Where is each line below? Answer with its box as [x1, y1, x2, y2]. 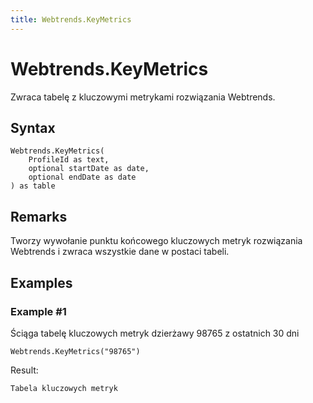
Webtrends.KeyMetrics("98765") [10, 346, 141, 356]
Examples [10, 274, 73, 291]
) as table [10, 181, 56, 191]
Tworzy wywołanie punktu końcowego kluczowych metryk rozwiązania [10, 235, 303, 247]
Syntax [10, 119, 56, 136]
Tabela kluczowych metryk [10, 383, 118, 393]
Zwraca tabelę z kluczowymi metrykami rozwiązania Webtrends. [10, 91, 276, 103]
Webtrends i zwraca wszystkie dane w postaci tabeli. [10, 246, 230, 258]
